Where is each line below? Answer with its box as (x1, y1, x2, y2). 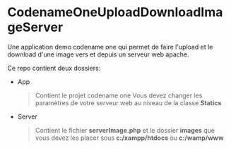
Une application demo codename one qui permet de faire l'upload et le (7, 42, 213, 51)
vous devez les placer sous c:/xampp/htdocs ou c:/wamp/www (35, 133, 224, 142)
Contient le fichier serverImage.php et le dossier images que (35, 126, 215, 134)
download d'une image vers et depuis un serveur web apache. (7, 50, 189, 59)
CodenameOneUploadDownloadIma (7, 4, 223, 20)
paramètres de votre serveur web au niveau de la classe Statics (35, 98, 222, 107)
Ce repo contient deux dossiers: (7, 64, 101, 72)
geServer (7, 19, 64, 35)
